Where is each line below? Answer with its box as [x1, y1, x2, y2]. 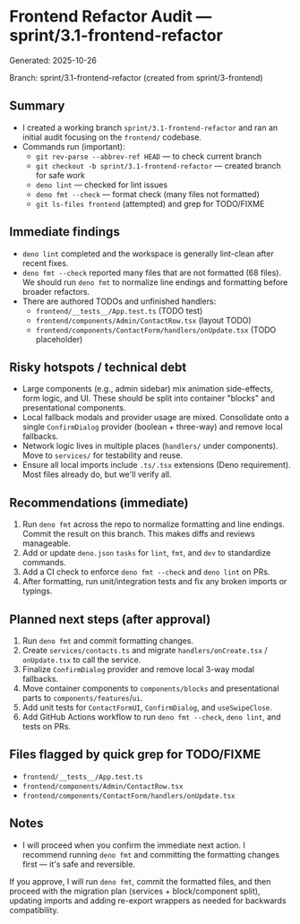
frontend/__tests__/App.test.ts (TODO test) [35, 305, 203, 315]
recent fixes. [21, 257, 69, 268]
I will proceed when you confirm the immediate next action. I [21, 840, 246, 851]
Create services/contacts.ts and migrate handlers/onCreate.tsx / [21, 645, 268, 655]
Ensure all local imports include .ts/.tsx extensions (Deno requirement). [21, 460, 291, 471]
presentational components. [21, 402, 126, 413]
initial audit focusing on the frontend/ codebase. [21, 132, 201, 142]
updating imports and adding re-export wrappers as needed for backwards [9, 894, 287, 906]
